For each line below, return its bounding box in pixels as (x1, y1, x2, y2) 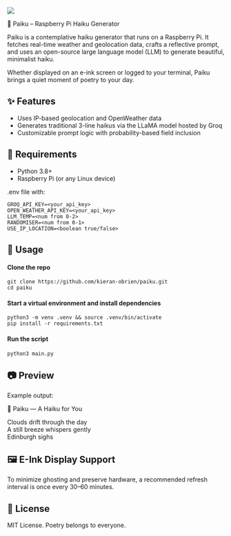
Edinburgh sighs (7, 433, 54, 441)
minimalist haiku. (7, 55, 55, 63)
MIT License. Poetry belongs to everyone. (7, 521, 126, 530)
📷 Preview (7, 370, 54, 381)
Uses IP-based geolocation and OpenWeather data (17, 114, 162, 122)
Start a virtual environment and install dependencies (7, 299, 161, 307)
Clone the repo (7, 263, 50, 271)
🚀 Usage (7, 244, 43, 256)
